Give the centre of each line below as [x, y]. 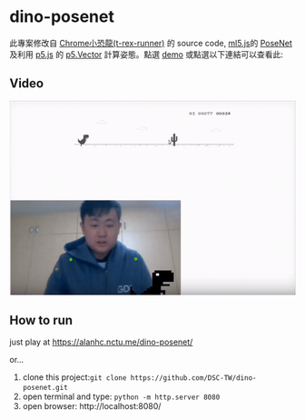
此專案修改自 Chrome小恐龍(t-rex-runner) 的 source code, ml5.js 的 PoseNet [151, 43]
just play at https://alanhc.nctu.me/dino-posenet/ [101, 342]
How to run [41, 320]
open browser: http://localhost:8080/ [92, 406]
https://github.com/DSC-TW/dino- [193, 378]
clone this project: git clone [74, 377]
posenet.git [45, 388]
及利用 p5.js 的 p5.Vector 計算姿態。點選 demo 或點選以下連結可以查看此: [147, 54]
